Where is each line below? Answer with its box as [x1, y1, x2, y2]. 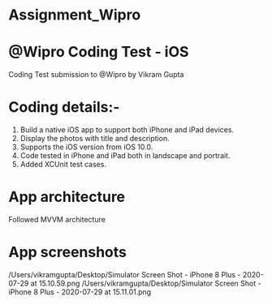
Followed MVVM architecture [8, 215, 106, 224]
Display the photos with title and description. [19, 134, 170, 144]
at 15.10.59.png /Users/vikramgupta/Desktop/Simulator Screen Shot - [30, 278, 261, 288]
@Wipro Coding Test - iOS [8, 43, 189, 62]
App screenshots [8, 243, 127, 261]
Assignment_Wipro [8, 6, 141, 24]
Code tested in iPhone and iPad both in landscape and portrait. [19, 151, 231, 161]
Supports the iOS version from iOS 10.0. [19, 142, 153, 152]
